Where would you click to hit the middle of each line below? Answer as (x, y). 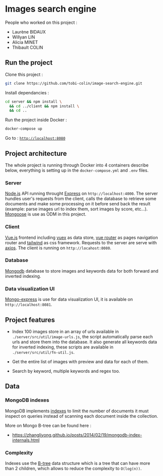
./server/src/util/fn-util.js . (43, 352)
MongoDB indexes (27, 400)
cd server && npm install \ (34, 101)
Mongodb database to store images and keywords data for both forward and (82, 271)
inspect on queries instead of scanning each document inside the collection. (81, 416)
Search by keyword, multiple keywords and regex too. (66, 371)
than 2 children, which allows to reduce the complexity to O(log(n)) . (73, 468)
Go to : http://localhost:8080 (35, 138)
